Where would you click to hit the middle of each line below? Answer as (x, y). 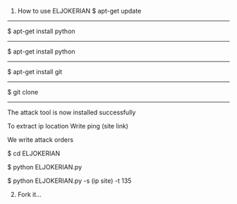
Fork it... (30, 194)
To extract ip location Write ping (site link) (68, 126)
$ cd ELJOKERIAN (34, 153)
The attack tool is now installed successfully (72, 112)
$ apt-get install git (35, 72)
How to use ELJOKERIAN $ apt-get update (79, 11)
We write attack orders (41, 140)
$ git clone (23, 92)
